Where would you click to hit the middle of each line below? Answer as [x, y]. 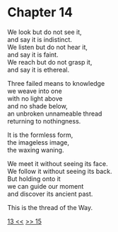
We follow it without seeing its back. [60, 171]
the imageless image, [38, 142]
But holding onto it [34, 179]
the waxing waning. [36, 150]
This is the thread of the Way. [50, 207]
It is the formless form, [40, 135]
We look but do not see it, [45, 32]
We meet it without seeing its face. [58, 163]
